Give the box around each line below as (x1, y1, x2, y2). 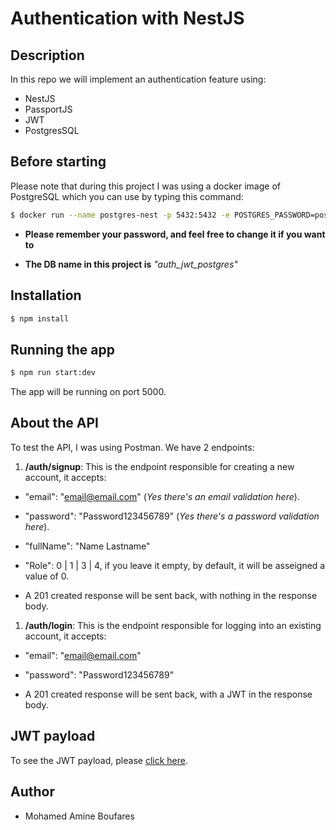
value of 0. (24, 570, 70, 582)
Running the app (10, 341, 115, 358)
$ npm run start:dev (10, 368, 97, 378)
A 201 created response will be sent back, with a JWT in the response (24, 688, 313, 700)
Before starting (10, 153, 107, 171)
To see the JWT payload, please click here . (10, 754, 188, 766)
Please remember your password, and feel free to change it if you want (24, 228, 326, 240)
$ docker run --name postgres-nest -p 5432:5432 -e (10, 210, 230, 220)
